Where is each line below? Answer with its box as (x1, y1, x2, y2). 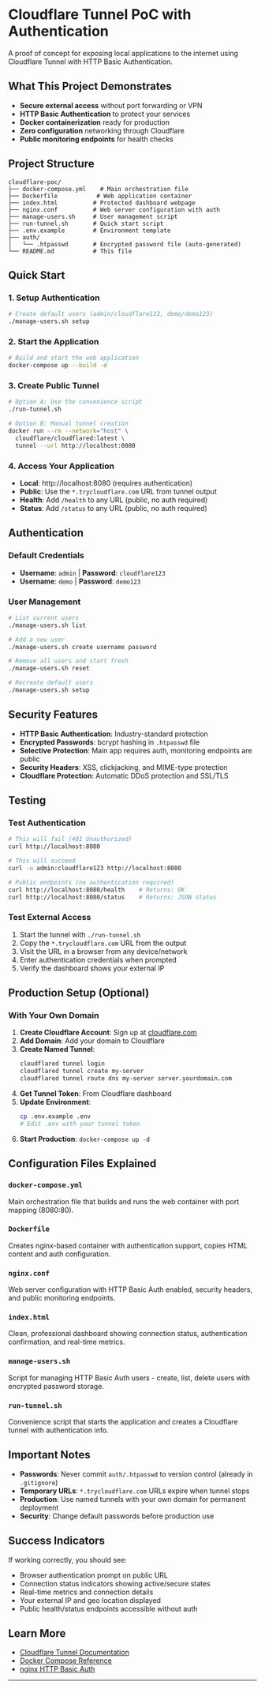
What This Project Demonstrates (8, 80, 172, 93)
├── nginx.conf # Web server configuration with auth (8, 205, 221, 214)
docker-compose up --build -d (8, 362, 108, 370)
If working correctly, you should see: (8, 1555, 128, 1564)
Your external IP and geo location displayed (19, 1595, 162, 1605)
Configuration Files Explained (8, 1157, 157, 1170)
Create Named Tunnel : (19, 1045, 95, 1054)
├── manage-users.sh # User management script (8, 212, 178, 220)
